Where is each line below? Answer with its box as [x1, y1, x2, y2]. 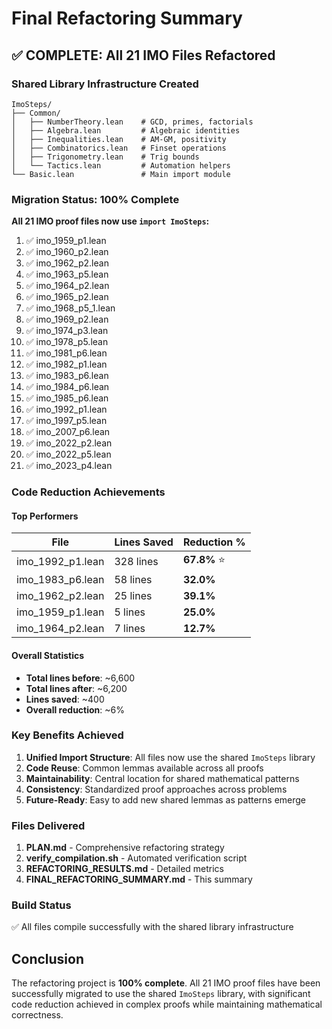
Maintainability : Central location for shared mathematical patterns [25, 772, 300, 784]
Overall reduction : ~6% [25, 703, 125, 716]
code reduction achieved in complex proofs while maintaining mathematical [11, 998, 323, 1011]
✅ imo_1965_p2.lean [25, 291, 109, 303]
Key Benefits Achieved [11, 728, 124, 742]
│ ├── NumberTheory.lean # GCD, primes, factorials [11, 117, 254, 127]
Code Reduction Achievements [11, 485, 166, 499]
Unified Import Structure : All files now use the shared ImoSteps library [25, 751, 316, 763]
